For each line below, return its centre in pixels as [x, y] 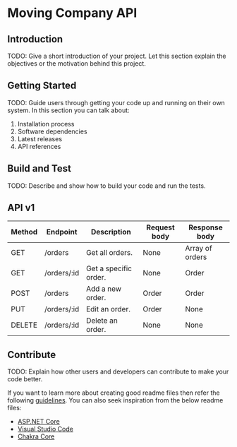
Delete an [102, 321]
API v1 [21, 208]
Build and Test [39, 168]
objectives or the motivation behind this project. [77, 64]
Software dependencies [52, 131]
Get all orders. [109, 253]
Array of [199, 249]
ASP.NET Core [38, 422]
